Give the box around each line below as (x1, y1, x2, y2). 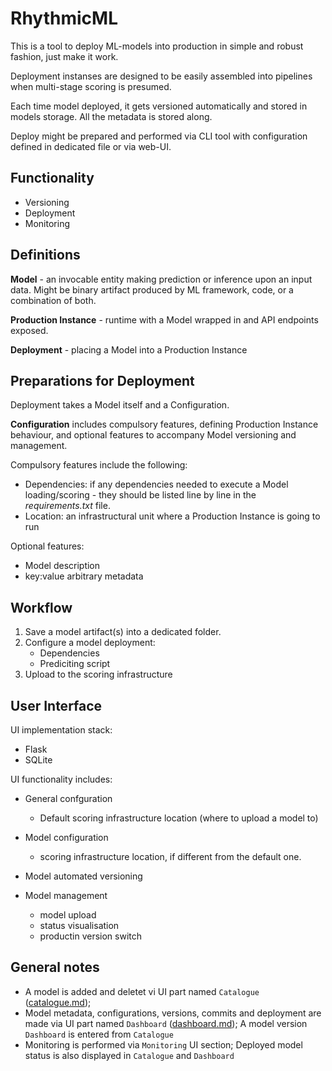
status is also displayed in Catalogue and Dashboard (24, 1049, 235, 1061)
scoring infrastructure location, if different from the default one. (39, 851, 302, 862)
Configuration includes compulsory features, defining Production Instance (10, 418, 319, 431)
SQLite (24, 754, 53, 766)
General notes (10, 959, 100, 976)
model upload (39, 909, 97, 921)
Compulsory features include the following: (10, 459, 188, 471)
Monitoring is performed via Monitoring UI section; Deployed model (24, 1038, 303, 1051)
